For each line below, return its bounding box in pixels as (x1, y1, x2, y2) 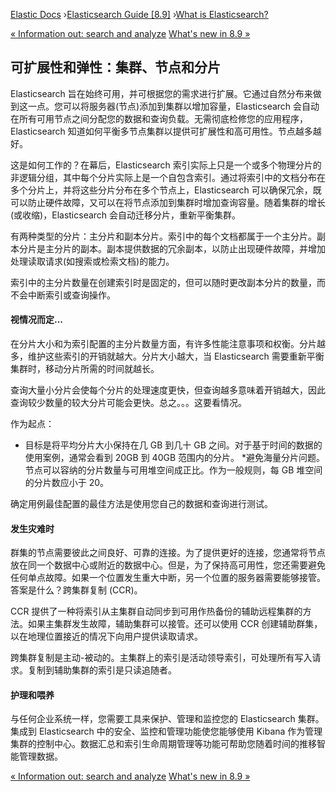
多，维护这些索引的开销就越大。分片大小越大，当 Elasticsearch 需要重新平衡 (10, 350, 325, 363)
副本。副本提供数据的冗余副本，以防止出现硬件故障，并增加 (79, 242, 326, 254)
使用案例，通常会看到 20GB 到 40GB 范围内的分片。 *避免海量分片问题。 (24, 452, 325, 464)
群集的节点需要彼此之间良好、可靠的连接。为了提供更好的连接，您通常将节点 (10, 547, 326, 559)
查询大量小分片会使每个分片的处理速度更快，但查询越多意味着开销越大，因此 (10, 384, 326, 396)
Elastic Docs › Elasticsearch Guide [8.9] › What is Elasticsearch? (10, 9, 269, 20)
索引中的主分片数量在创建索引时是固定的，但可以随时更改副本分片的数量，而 (10, 276, 326, 288)
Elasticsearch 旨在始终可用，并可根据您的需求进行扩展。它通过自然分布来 (10, 87, 313, 99)
